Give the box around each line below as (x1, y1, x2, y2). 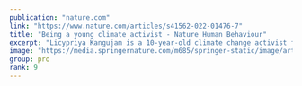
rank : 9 (9, 64, 39, 73)
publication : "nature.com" (9, 13, 111, 22)
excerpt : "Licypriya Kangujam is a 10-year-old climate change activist (9, 38, 288, 47)
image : (9, 47, 34, 56)
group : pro (9, 55, 50, 64)
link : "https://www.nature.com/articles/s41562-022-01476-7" (9, 21, 244, 30)
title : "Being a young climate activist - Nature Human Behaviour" (9, 30, 268, 39)
